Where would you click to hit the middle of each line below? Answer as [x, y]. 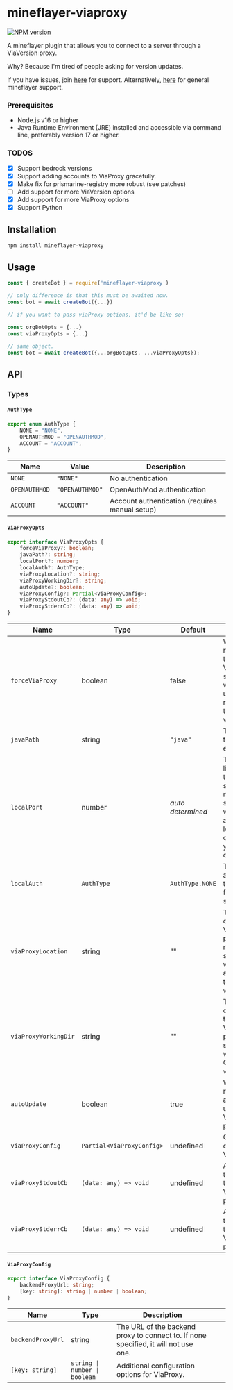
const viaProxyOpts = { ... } [48, 334]
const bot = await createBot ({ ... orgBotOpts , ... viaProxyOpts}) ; [103, 353]
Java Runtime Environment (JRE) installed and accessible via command [119, 128]
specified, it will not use [155, 1343]
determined [189, 812]
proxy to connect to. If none [162, 1335]
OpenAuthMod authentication [158, 489]
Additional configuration [156, 1366]
